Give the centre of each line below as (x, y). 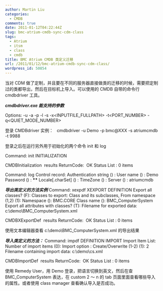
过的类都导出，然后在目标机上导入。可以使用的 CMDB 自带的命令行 (72, 89)
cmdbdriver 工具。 (24, 95)
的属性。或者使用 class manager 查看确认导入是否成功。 (62, 283)
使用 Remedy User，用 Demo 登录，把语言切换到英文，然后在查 (69, 271)
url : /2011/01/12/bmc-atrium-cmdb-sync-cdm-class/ (57, 64)
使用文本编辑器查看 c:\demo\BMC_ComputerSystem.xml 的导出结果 (72, 230)
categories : (17, 14)
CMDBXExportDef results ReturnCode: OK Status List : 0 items (69, 220)
